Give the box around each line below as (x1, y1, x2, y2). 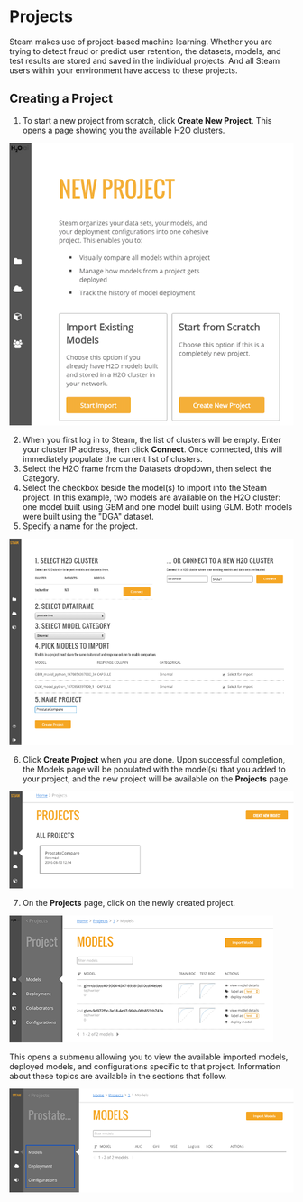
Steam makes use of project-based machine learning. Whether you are (9, 36, 273, 47)
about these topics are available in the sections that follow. (9, 1071, 227, 1082)
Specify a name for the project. (22, 521, 138, 532)
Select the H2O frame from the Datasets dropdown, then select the (22, 463, 272, 474)
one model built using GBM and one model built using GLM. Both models (22, 501, 293, 512)
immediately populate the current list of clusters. (22, 453, 203, 464)
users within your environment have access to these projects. (9, 65, 238, 76)
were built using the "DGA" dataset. (22, 511, 155, 522)
